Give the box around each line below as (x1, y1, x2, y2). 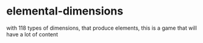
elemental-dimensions (6, 4, 124, 18)
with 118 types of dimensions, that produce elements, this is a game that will (6, 24, 197, 31)
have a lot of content (6, 30, 59, 38)
